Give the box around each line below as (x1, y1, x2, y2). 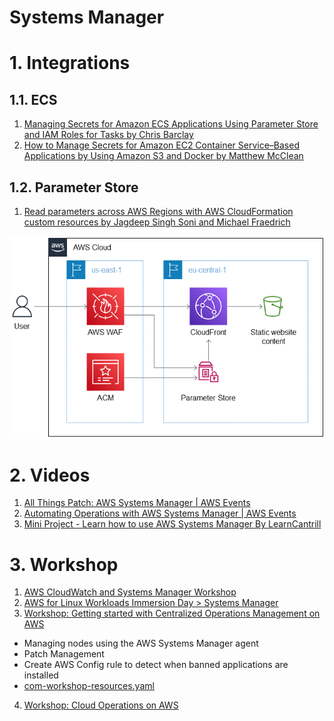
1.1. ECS (9, 91, 58, 108)
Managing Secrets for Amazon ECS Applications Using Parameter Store (23, 118, 319, 130)
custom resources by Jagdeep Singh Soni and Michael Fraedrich (23, 216, 291, 228)
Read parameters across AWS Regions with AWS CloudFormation (23, 206, 294, 217)
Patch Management (23, 648, 105, 660)
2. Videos (9, 464, 91, 486)
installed (23, 669, 59, 681)
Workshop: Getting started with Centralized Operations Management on (23, 607, 321, 620)
